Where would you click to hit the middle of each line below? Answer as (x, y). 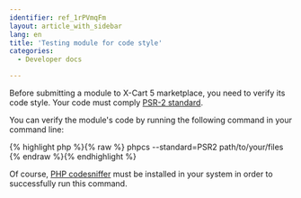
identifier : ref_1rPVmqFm (58, 18)
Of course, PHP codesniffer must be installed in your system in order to (141, 174)
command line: (37, 130)
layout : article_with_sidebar (66, 26)
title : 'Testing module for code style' (86, 43)
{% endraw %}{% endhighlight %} (73, 157)
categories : (31, 51)
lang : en (26, 34)
